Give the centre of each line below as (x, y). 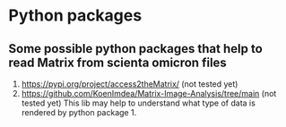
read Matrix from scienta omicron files (118, 62)
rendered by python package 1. (79, 112)
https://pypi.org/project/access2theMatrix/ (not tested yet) (130, 84)
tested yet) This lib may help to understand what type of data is (139, 103)
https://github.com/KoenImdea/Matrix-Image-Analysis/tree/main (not (149, 93)
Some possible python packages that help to (136, 49)
